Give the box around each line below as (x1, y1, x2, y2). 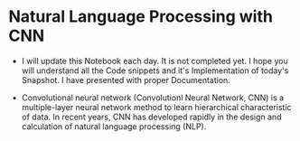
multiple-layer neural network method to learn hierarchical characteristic (21, 101, 292, 112)
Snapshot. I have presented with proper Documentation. (21, 74, 231, 85)
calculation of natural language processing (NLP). (21, 120, 207, 132)
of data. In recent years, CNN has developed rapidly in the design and (21, 111, 282, 122)
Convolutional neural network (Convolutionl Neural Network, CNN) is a (21, 92, 285, 103)
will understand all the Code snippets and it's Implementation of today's (21, 65, 289, 76)
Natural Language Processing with (8, 6, 273, 27)
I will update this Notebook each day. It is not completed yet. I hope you (21, 55, 288, 66)
